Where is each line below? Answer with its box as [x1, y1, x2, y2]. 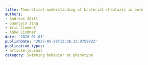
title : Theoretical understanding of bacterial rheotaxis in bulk [5, 7, 144, 12]
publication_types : [5, 43, 45, 48]
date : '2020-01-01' [5, 35, 45, 40]
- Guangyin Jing [5, 21, 38, 26]
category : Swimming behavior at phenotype [5, 52, 93, 58]
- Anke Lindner [5, 30, 36, 35]
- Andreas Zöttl [5, 16, 38, 21]
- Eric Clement [5, 25, 36, 30]
